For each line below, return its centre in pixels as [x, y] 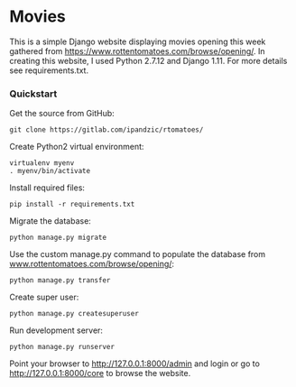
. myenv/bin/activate [50, 171]
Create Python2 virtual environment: [77, 147]
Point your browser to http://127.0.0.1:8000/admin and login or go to [134, 364]
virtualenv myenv [42, 163]
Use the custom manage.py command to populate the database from [138, 254]
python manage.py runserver [62, 347]
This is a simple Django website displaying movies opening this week [138, 41]
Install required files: [47, 188]
